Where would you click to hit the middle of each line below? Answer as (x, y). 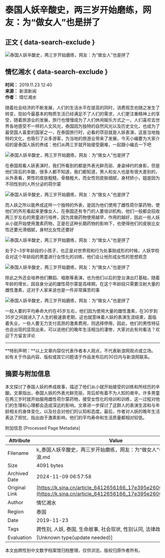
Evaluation (20, 537)
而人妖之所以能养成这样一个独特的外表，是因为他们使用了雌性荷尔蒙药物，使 (82, 205)
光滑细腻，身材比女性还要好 (46, 229)
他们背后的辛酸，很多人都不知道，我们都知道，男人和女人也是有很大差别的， (82, 172)
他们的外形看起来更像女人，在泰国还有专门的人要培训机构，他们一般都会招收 (82, 211)
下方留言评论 (22, 335)
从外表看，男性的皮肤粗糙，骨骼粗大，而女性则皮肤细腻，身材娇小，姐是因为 (82, 177)
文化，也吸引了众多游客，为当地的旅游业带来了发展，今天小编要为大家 (84, 138)
